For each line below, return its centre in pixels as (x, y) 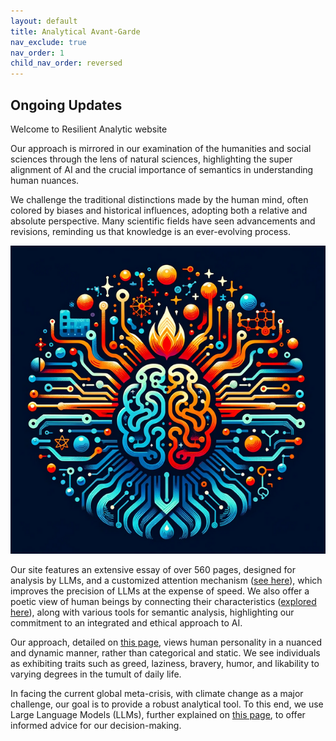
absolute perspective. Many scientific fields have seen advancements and (163, 221)
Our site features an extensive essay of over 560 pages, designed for (153, 570)
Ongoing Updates (66, 105)
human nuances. (45, 180)
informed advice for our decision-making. (96, 726)
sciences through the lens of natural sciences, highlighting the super (151, 159)
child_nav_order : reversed (66, 63)
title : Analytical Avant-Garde (75, 31)
